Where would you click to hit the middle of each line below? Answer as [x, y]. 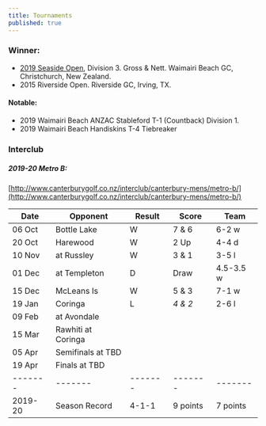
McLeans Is [77, 291]
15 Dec [26, 291]
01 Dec [26, 272]
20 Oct [25, 242]
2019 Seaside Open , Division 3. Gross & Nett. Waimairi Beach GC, [126, 67]
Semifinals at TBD [88, 352]
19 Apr [25, 365]
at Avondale [77, 316]
